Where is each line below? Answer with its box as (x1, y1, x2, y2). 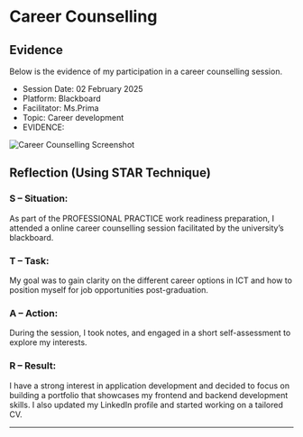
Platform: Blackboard (22, 93, 101, 104)
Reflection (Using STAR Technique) (9, 165, 212, 181)
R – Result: (9, 360, 57, 372)
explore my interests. (9, 337, 87, 348)
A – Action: (9, 306, 59, 319)
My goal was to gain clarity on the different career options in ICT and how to (9, 275, 293, 286)
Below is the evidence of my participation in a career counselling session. (9, 66, 282, 77)
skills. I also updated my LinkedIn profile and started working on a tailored (9, 399, 284, 410)
